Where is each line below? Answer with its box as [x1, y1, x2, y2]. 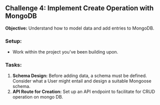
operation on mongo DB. [12, 94, 64, 100]
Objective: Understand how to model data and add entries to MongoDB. [5, 25, 154, 31]
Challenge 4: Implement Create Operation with [5, 4, 154, 12]
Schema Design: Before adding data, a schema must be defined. [12, 72, 147, 79]
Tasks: [5, 61, 22, 68]
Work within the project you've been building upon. [12, 49, 118, 55]
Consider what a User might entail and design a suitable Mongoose [12, 78, 151, 84]
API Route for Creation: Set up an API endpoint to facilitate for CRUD [12, 88, 155, 94]
